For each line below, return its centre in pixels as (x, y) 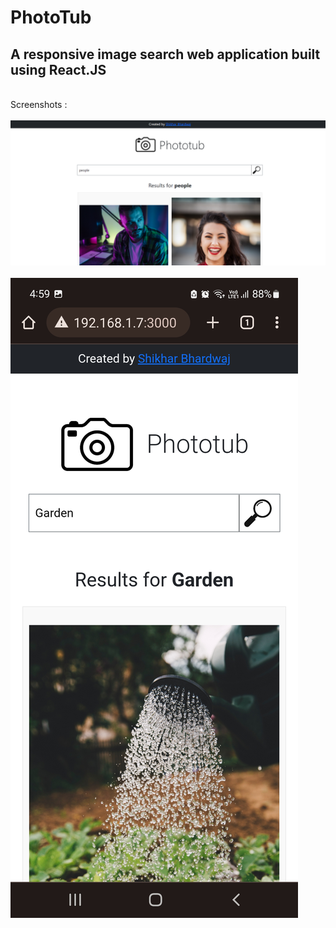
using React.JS (58, 69)
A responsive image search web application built (165, 54)
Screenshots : (39, 104)
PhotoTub (51, 17)
